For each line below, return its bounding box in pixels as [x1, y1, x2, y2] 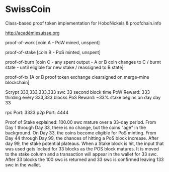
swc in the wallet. [5, 161, 41, 167]
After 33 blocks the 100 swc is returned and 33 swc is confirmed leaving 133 [5, 156, 164, 162]
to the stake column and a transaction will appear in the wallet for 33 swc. [5, 151, 158, 157]
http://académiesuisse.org [5, 30, 60, 36]
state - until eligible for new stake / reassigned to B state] [5, 64, 124, 70]
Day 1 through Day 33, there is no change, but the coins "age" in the [5, 124, 146, 130]
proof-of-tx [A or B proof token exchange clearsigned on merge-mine [5, 74, 149, 80]
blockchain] [5, 79, 30, 85]
